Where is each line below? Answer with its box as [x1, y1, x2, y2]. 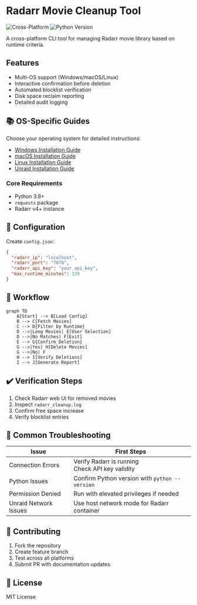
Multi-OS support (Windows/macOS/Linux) [14, 73, 119, 80]
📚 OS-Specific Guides [6, 116, 90, 127]
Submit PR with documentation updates [14, 561, 110, 568]
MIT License [6, 593, 36, 600]
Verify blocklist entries [14, 413, 69, 420]
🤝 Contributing [6, 526, 61, 536]
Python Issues [9, 477, 48, 485]
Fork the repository [14, 542, 62, 549]
